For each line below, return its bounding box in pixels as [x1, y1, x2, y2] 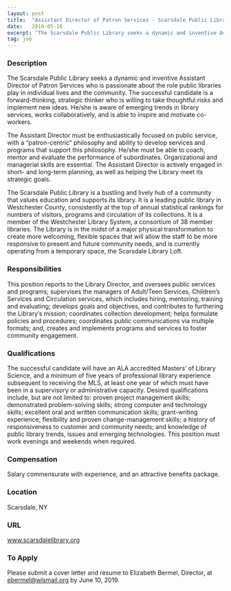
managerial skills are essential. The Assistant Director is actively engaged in [7, 160, 222, 169]
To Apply [7, 552, 38, 562]
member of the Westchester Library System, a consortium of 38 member [7, 218, 213, 226]
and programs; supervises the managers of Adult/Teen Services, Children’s [7, 287, 220, 295]
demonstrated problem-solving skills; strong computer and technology [7, 401, 208, 409]
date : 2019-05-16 [7, 23, 63, 30]
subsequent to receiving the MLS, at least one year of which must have [7, 379, 209, 387]
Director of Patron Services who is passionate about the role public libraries [7, 81, 221, 90]
